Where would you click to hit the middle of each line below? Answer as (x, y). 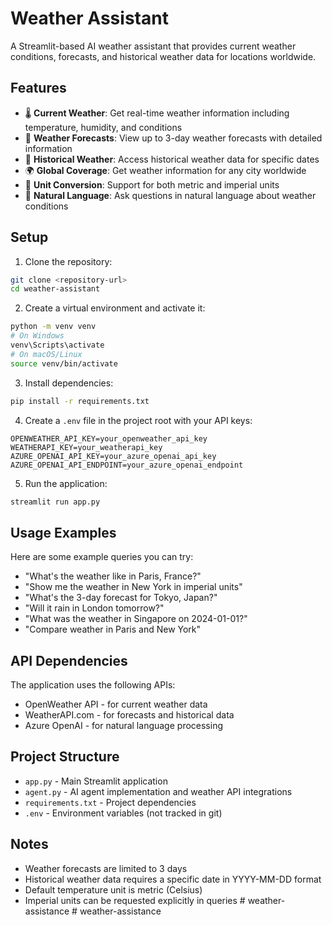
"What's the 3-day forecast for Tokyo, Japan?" (121, 598)
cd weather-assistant (55, 289)
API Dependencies (69, 660)
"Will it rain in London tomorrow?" (94, 608)
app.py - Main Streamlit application (96, 781)
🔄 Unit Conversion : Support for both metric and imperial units (152, 184)
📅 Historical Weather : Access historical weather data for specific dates (172, 159)
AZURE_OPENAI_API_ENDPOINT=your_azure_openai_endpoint (127, 465)
